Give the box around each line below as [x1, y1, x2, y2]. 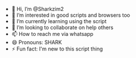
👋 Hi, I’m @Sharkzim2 [11, 6, 64, 12]
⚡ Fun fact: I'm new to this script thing [11, 45, 103, 52]
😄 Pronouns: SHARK [11, 39, 62, 46]
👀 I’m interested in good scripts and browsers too [11, 12, 130, 19]
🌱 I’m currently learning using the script [11, 18, 107, 24]
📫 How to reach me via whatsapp [11, 31, 93, 37]
